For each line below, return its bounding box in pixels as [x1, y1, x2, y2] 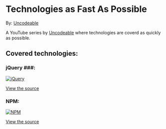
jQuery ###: [5, 64, 36, 71]
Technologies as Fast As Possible [5, 3, 147, 15]
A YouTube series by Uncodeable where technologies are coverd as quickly [5, 29, 161, 35]
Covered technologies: [5, 49, 78, 58]
